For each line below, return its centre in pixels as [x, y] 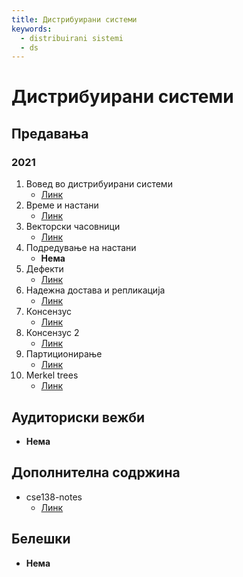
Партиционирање [64, 354]
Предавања [50, 133]
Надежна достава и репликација [95, 290]
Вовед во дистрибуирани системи [99, 184]
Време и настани [62, 205]
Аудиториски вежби [78, 417]
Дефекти [44, 269]
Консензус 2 [52, 333]
